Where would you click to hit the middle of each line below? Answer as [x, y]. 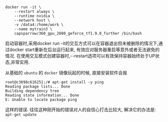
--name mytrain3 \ [33, 29]
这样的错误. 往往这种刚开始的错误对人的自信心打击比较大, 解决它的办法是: [80, 109]
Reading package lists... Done [38, 86]
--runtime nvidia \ [34, 16]
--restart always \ [34, 11]
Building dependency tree [32, 91]
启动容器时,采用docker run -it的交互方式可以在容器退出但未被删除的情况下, [82, 43]
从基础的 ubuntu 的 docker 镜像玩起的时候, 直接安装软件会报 [66, 73]
